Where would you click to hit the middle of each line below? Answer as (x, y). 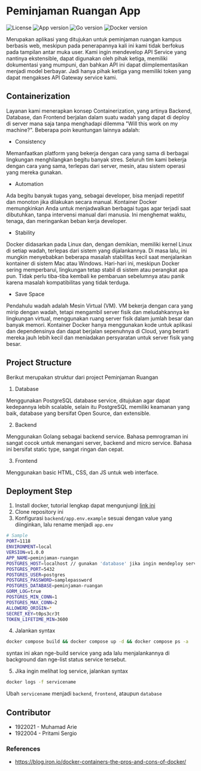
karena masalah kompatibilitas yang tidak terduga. (68, 282)
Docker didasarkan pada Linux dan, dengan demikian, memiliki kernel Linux (99, 244)
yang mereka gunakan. (34, 172)
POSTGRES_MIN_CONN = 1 (32, 597)
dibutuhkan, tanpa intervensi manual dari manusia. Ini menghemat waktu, (96, 215)
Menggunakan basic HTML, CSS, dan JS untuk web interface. (83, 472)
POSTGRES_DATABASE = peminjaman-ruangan (54, 586)
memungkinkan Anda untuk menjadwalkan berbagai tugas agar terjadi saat (98, 208)
